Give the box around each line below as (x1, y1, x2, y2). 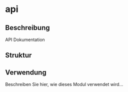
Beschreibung (5, 23, 50, 32)
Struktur (5, 51, 32, 59)
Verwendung (5, 68, 46, 76)
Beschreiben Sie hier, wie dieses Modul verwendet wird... (5, 81, 123, 87)
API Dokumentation (5, 36, 45, 42)
